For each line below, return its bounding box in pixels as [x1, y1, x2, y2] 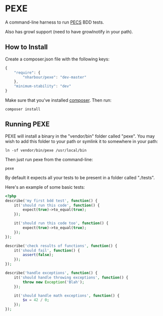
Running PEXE [5, 120, 50, 128]
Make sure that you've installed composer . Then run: [5, 97, 112, 103]
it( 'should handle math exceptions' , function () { [14, 293, 120, 298]
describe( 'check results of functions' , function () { [5, 243, 118, 248]
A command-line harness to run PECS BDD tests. [5, 19, 104, 25]
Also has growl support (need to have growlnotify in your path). [5, 29, 134, 34]
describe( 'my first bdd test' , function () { [5, 198, 98, 203]
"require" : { [14, 70, 41, 75]
